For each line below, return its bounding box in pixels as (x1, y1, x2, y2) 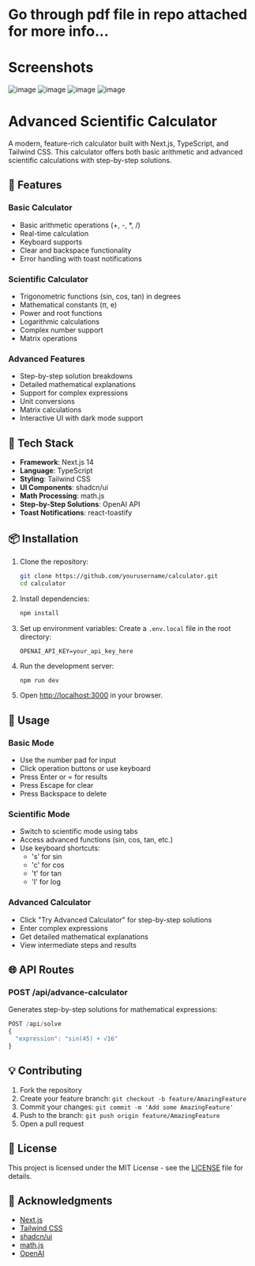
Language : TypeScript (19, 466, 93, 476)
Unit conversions (19, 397, 75, 406)
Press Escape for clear (19, 781, 94, 790)
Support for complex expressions (19, 388, 129, 397)
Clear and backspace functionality (19, 245, 132, 255)
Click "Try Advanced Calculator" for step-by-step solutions (19, 914, 212, 924)
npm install (19, 609, 59, 617)
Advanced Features (8, 353, 85, 364)
